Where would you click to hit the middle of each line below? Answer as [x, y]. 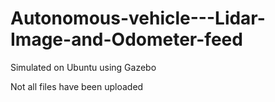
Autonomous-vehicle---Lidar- [138, 18]
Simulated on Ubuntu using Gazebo [83, 67]
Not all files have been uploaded [77, 86]
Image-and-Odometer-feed [126, 39]
